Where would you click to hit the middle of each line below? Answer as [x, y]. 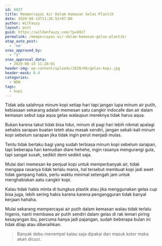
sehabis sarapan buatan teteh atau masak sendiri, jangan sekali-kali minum [80, 130]
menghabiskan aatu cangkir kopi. [38, 180]
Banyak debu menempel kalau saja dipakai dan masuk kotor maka [83, 234]
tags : [10, 86]
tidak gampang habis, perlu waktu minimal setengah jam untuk [67, 175]
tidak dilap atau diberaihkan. [33, 225]
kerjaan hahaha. [21, 200]
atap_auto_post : [21, 41]
